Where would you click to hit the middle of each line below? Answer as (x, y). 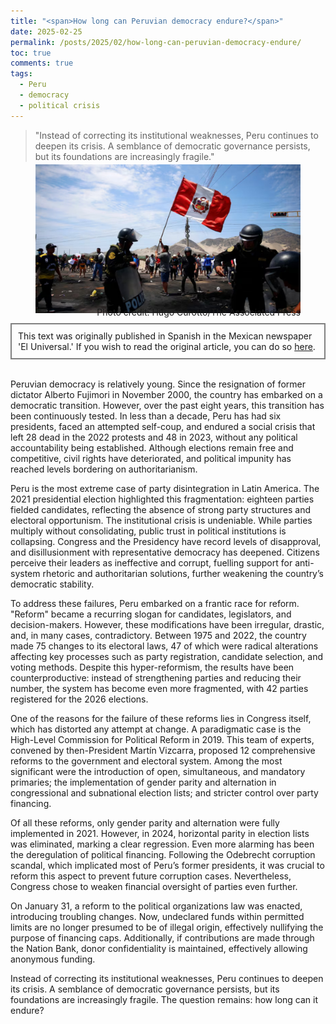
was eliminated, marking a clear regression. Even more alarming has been (162, 844)
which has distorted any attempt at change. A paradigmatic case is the (156, 729)
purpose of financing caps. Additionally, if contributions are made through (162, 938)
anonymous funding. (53, 959)
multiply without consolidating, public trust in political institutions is (148, 531)
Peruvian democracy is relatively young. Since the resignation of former (158, 384)
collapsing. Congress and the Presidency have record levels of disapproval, (166, 542)
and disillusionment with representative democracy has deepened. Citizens (165, 552)
